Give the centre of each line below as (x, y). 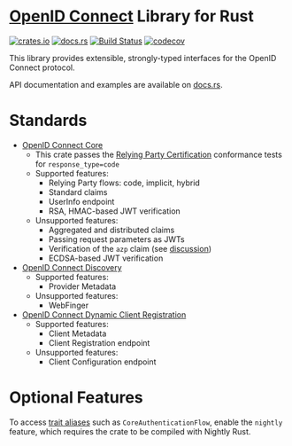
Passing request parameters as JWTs (116, 239)
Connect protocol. (42, 67)
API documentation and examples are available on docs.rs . (116, 84)
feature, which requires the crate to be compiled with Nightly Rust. (130, 431)
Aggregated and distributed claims (111, 230)
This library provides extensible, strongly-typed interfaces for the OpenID (143, 58)
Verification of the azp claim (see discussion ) (130, 248)
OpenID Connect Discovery (72, 267)
